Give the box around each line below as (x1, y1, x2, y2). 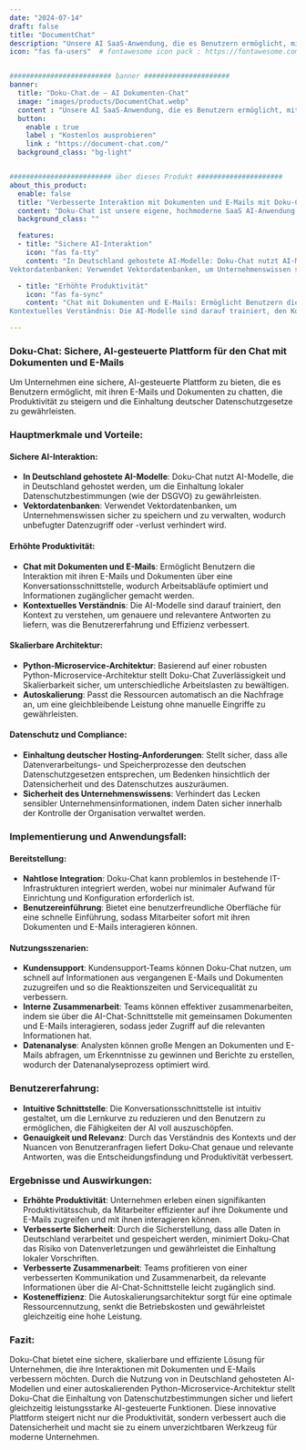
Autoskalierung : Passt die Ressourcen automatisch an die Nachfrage (22, 689, 284, 699)
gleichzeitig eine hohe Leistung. (22, 1311, 143, 1322)
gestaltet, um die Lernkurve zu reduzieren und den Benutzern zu (22, 1112, 266, 1123)
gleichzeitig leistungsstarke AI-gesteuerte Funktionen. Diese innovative (9, 1403, 277, 1414)
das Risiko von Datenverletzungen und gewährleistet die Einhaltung (22, 1242, 276, 1253)
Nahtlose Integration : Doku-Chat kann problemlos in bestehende (22, 873, 269, 884)
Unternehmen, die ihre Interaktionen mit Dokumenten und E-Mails (9, 1363, 257, 1375)
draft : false (9, 22, 59, 31)
